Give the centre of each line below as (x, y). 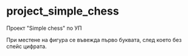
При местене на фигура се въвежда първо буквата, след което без (94, 40)
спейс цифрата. (26, 46)
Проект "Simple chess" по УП (44, 28)
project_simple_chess (63, 11)
